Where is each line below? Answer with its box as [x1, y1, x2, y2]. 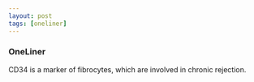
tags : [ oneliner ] [8, 19, 67, 28]
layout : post [8, 11, 53, 20]
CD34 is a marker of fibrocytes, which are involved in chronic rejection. [8, 64, 247, 74]
